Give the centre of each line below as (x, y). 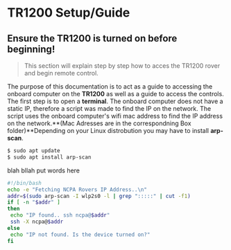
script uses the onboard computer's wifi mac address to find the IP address (115, 116)
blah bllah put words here (44, 170)
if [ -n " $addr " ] (34, 202)
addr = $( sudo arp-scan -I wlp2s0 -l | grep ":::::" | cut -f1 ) (99, 196)
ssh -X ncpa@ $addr (37, 222)
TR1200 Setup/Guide (69, 13)
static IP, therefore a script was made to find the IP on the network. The (109, 108)
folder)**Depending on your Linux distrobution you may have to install (108, 131)
